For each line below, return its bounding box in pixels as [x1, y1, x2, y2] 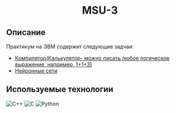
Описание [6, 27, 46, 37]
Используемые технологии [6, 84, 114, 95]
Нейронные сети [14, 67, 58, 74]
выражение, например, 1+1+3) [14, 61, 92, 68]
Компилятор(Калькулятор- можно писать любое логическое [14, 55, 170, 61]
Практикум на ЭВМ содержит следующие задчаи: [6, 43, 134, 50]
